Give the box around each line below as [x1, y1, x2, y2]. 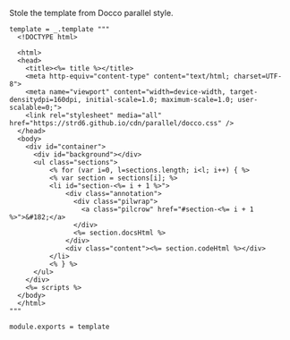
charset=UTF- [233, 72, 282, 81]
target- [229, 88, 258, 97]
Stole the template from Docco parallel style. [9, 8, 174, 18]
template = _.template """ [9, 25, 110, 34]
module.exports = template [9, 322, 110, 331]
